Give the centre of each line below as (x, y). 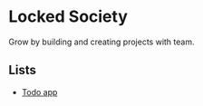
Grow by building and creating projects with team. (101, 42)
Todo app (39, 92)
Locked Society (68, 17)
